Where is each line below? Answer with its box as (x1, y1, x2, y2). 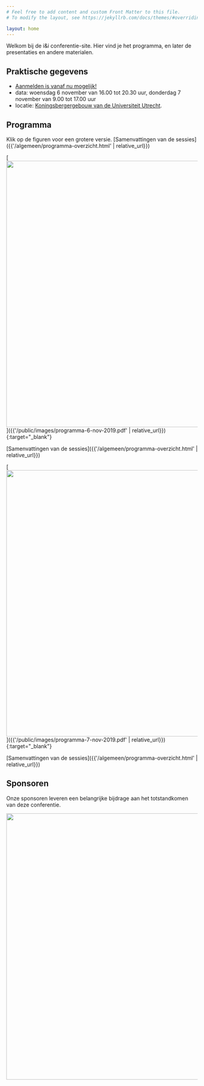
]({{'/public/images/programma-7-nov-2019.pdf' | (6, 736, 131, 743)
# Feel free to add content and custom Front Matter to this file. (6, 9, 181, 15)
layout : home (6, 26, 39, 32)
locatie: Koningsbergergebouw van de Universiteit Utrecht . (15, 102, 162, 110)
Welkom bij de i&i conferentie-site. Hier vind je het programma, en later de (6, 42, 192, 49)
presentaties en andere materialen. (6, 49, 94, 56)
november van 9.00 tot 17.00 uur (15, 96, 96, 103)
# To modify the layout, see (6, 15, 80, 21)
